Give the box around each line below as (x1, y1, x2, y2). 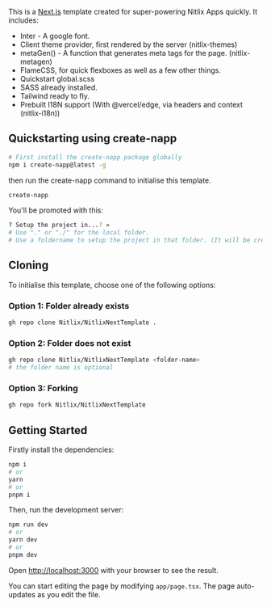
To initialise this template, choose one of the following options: (8, 280, 216, 289)
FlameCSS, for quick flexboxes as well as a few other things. (19, 65, 222, 75)
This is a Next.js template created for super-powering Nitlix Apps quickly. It (8, 7, 258, 16)
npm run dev (8, 521, 48, 529)
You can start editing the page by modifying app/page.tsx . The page (8, 581, 236, 591)
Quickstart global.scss (19, 74, 95, 83)
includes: (8, 15, 39, 25)
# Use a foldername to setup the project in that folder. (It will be (8, 236, 251, 245)
